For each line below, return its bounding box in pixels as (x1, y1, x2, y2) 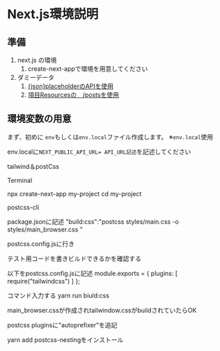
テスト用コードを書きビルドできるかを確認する (7, 254, 141, 263)
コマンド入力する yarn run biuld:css (7, 291, 110, 300)
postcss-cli (7, 203, 40, 211)
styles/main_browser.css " (7, 225, 84, 234)
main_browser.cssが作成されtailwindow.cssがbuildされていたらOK (7, 306, 197, 314)
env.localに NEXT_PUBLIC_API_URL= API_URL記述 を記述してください (7, 147, 191, 156)
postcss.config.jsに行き (7, 239, 75, 247)
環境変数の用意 (7, 113, 72, 125)
